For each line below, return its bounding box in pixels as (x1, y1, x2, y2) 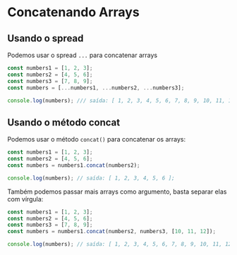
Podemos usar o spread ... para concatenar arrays (7, 51, 157, 59)
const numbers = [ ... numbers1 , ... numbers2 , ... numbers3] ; (7, 84, 185, 92)
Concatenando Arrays (7, 4, 140, 20)
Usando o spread (7, 32, 84, 44)
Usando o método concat (7, 116, 121, 128)
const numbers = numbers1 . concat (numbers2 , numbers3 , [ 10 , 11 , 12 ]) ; (7, 228, 217, 235)
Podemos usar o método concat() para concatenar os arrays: (7, 135, 186, 144)
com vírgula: (7, 194, 44, 203)
